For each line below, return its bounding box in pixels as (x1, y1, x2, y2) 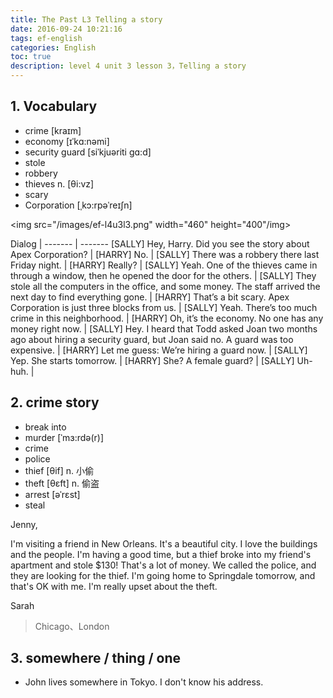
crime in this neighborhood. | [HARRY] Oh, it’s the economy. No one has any (10, 312, 324, 324)
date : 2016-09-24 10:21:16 (10, 24, 123, 34)
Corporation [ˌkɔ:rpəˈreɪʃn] (24, 199, 133, 211)
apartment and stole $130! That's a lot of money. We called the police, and (10, 559, 317, 571)
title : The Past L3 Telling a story (10, 14, 163, 25)
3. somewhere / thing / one (10, 650, 181, 667)
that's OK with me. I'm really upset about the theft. (10, 580, 218, 592)
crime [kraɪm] (24, 124, 82, 136)
